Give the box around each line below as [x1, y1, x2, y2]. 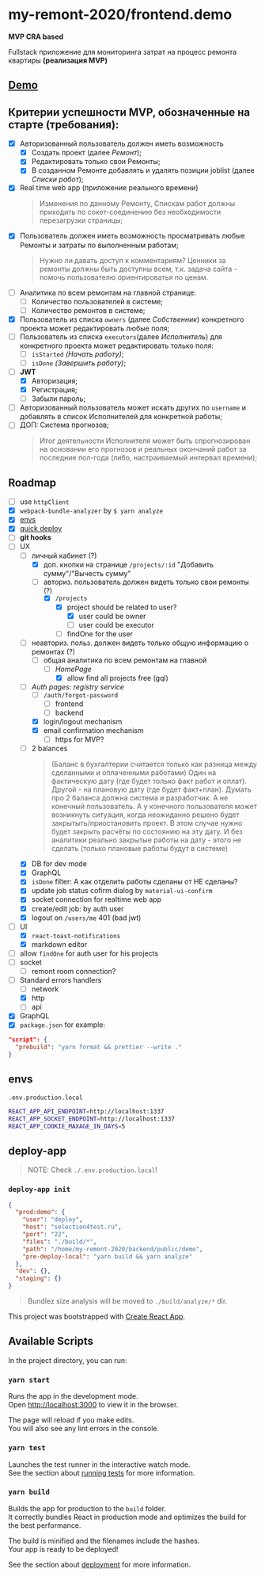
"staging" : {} [15, 1274, 62, 1283]
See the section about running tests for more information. [8, 1468, 195, 1477]
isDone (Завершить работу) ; [31, 358, 127, 368]
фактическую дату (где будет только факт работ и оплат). [51, 777, 248, 786]
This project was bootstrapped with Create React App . [8, 1312, 186, 1321]
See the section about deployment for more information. [8, 1560, 191, 1569]
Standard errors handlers [19, 976, 102, 985]
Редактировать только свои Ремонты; [31, 157, 161, 166]
